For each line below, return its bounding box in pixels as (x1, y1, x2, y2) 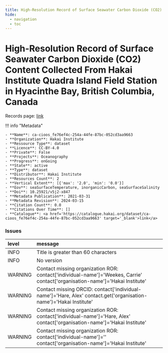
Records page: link (5, 113, 44, 119)
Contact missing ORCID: (36, 286, 93, 293)
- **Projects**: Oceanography (5, 154, 68, 160)
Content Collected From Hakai (5, 64, 132, 76)
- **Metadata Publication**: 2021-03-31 (5, 194, 91, 199)
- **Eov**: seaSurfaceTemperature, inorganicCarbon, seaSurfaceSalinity (5, 185, 160, 190)
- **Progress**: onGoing (5, 159, 57, 164)
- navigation (9, 17, 37, 22)
